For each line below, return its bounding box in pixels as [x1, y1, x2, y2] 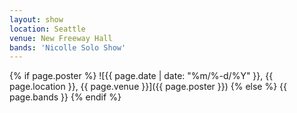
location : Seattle [9, 24, 86, 34]
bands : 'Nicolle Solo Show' [9, 42, 127, 53]
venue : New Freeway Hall [9, 33, 113, 43]
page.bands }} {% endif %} [9, 91, 122, 103]
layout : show [9, 14, 64, 25]
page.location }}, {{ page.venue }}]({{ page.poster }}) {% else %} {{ [9, 81, 288, 93]
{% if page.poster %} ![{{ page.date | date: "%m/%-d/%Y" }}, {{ [9, 70, 274, 82]
